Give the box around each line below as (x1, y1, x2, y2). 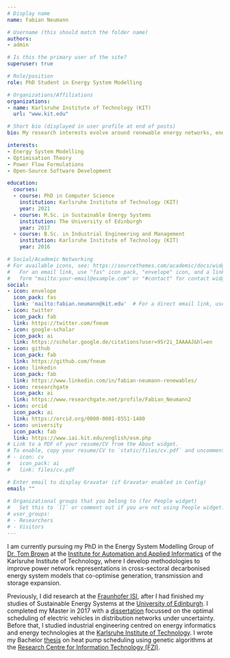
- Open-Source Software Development (7, 167, 112, 174)
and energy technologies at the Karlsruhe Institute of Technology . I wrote (7, 628, 214, 637)
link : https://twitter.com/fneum (13, 320, 109, 327)
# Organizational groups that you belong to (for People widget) (7, 498, 197, 505)
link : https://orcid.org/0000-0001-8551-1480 (13, 415, 146, 422)
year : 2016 (19, 244, 51, 250)
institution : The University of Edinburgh (19, 218, 142, 225)
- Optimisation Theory (7, 154, 72, 161)
